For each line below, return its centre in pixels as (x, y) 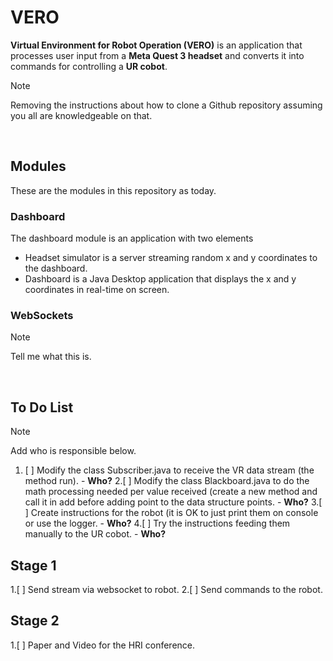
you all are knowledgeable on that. (81, 115)
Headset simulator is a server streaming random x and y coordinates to (171, 258)
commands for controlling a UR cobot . (89, 66)
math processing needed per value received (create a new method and (171, 492)
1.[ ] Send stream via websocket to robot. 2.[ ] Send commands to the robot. (166, 589)
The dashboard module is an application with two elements (132, 238)
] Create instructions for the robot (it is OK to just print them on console (171, 513)
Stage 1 (33, 565)
